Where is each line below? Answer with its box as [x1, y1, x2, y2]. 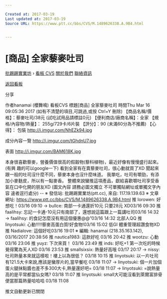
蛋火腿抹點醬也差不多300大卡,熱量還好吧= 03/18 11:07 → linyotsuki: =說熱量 [5, 265, 161, 271]
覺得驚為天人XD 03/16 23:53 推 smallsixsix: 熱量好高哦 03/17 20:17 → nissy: [5, 246, 161, 252]
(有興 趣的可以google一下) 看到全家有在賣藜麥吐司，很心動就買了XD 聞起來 [5, 165, 160, 171]
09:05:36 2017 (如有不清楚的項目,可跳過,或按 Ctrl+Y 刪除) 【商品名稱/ [5, 108, 148, 114]
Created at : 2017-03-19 [5, 11, 55, 16]
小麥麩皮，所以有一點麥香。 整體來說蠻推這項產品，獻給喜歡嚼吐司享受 [9, 178, 155, 184]
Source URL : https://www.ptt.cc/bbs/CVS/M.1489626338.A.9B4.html [5, 21, 144, 26]
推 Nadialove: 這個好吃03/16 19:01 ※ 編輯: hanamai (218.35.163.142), [5, 228, 144, 234]
